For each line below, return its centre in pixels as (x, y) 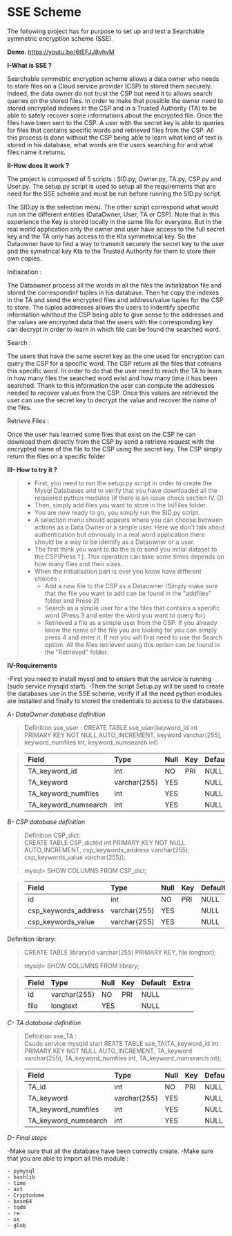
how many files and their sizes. (78, 563)
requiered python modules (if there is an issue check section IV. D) (129, 498)
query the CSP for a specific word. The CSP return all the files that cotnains (115, 363)
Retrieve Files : (28, 421)
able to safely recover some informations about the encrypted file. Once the (115, 115)
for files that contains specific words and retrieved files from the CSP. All (110, 130)
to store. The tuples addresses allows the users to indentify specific (104, 307)
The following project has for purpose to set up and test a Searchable (106, 31)
